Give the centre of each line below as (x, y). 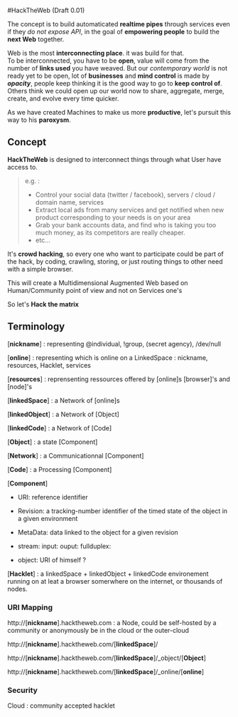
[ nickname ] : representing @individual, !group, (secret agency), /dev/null (114, 344)
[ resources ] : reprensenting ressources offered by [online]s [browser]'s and (119, 379)
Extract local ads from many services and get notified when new (130, 210)
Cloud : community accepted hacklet (61, 706)
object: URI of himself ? (52, 559)
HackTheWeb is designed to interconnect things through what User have (114, 159)
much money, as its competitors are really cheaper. (110, 232)
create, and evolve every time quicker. (63, 98)
